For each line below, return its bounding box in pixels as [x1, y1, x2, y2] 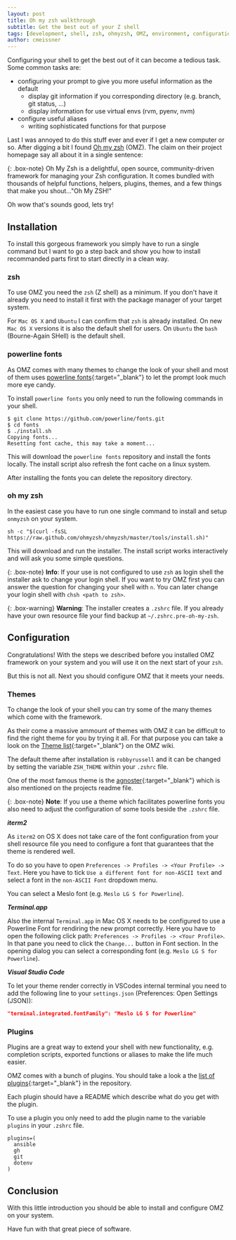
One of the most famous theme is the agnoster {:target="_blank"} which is [7, 776, 221, 785]
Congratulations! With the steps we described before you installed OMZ [7, 650, 215, 659]
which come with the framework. [7, 713, 103, 721]
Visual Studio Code [7, 967, 65, 976]
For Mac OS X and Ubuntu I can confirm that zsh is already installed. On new [7, 317, 223, 325]
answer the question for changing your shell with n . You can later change [7, 582, 218, 591]
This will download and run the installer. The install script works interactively [7, 546, 228, 555]
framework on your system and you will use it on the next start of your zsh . [7, 658, 223, 666]
